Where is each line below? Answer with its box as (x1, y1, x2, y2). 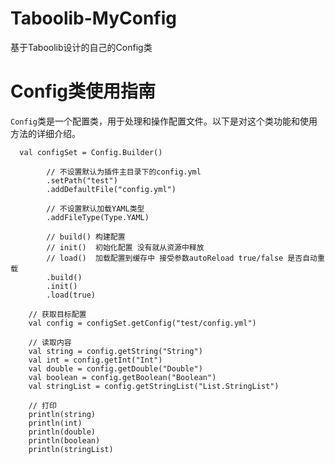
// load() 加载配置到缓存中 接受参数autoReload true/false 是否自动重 (46, 253, 325, 263)
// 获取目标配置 (28, 309, 87, 319)
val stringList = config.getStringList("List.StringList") (28, 381, 280, 391)
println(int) (28, 418, 83, 428)
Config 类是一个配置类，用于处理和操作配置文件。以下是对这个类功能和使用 (10, 115, 318, 127)
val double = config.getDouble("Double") (28, 363, 203, 374)
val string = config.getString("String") (28, 346, 203, 356)
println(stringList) (28, 444, 114, 454)
